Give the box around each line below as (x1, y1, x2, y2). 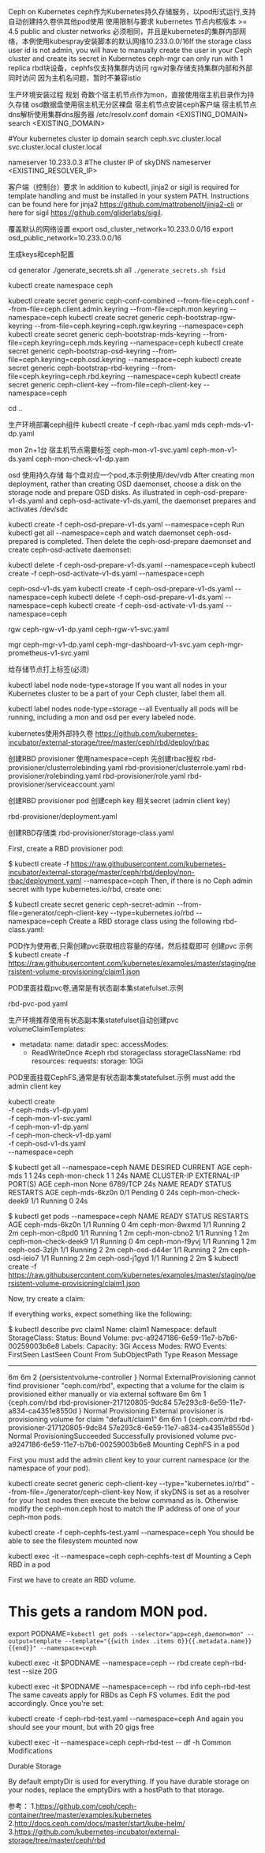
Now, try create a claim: (8, 1294, 85, 1303)
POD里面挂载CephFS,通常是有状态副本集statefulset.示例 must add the (8, 1073, 236, 1081)
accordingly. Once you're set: (8, 1698, 104, 1708)
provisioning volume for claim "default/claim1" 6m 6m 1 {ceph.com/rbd (8, 1414, 238, 1424)
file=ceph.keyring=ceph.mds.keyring (8, 338, 129, 347)
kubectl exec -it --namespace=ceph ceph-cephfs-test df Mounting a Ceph (8, 1552, 252, 1561)
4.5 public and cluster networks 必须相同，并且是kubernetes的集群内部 (8, 27, 240, 36)
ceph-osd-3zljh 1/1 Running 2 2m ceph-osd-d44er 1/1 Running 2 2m (8, 1245, 230, 1255)
